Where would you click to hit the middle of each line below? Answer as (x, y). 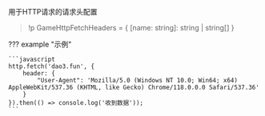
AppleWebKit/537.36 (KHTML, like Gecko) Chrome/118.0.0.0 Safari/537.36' (134, 87)
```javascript (32, 59)
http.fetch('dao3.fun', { (51, 66)
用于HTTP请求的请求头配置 (53, 12)
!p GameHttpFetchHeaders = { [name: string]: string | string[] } (131, 28)
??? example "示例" (40, 44)
